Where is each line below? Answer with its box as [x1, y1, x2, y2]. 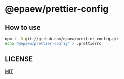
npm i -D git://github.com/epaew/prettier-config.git [5, 36, 120, 41]
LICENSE [5, 55, 33, 63]
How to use [5, 23, 41, 32]
